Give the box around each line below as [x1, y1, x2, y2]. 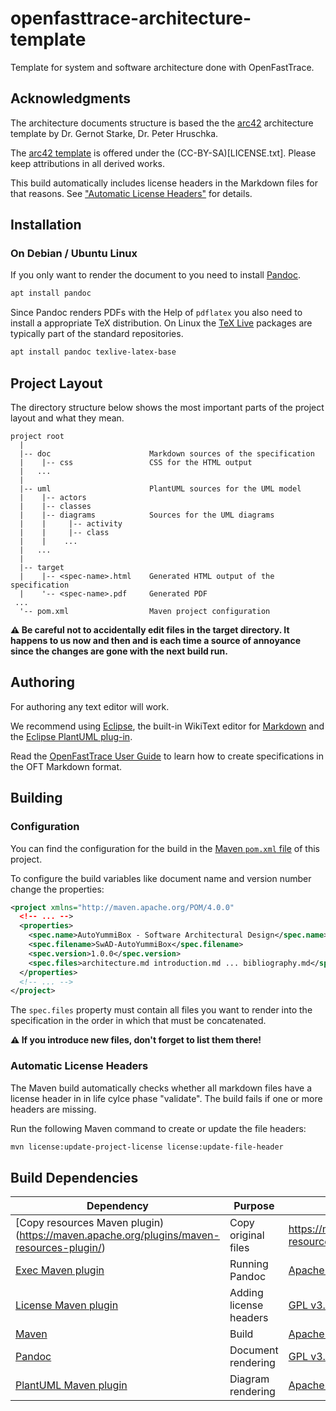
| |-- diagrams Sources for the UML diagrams [19, 510, 275, 520]
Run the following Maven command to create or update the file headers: [10, 1122, 307, 1134]
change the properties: [10, 883, 105, 895]
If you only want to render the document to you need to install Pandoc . [10, 269, 301, 281]
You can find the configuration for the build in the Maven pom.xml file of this [10, 842, 320, 854]
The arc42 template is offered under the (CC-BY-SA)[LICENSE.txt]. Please [10, 147, 317, 159]
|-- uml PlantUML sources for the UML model [19, 484, 302, 494]
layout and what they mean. [10, 412, 125, 424]
